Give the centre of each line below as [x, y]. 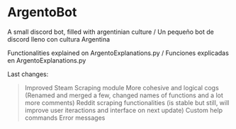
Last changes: [28, 74]
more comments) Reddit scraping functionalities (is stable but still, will [127, 102]
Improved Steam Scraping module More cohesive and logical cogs [122, 87]
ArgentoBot [42, 12]
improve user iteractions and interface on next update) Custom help [124, 110]
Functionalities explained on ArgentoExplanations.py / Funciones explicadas [118, 53]
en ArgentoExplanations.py [47, 60]
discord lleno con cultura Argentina [59, 39]
